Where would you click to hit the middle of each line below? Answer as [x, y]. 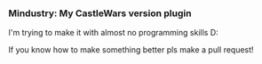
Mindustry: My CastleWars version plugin [100, 13]
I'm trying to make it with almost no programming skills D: [113, 33]
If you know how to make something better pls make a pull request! [131, 50]
